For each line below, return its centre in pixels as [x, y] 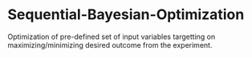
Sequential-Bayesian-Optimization [126, 15]
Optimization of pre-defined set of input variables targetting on [112, 37]
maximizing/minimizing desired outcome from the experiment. [110, 44]
